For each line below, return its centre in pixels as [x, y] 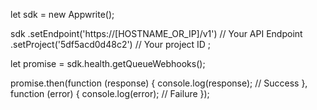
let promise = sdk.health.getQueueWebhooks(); [108, 63]
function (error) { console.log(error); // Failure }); [110, 93]
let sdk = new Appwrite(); [62, 14]
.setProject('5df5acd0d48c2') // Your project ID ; [111, 44]
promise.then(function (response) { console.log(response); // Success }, [159, 83]
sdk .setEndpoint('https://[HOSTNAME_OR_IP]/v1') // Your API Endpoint [156, 33]
